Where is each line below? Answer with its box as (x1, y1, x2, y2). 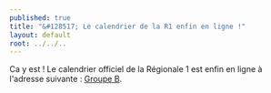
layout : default (9, 30, 71, 39)
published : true (9, 13, 71, 23)
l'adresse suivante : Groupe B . (9, 74, 123, 85)
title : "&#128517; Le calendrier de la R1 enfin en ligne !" (9, 22, 246, 31)
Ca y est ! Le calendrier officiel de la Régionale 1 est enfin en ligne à (9, 64, 263, 75)
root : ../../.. (9, 38, 67, 48)
